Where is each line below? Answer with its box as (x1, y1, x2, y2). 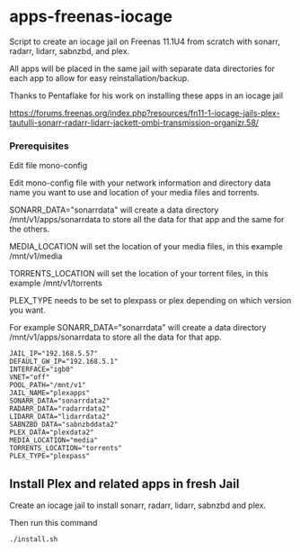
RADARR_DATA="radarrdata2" (9, 404, 110, 413)
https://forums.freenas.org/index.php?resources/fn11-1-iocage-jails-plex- (9, 107, 280, 118)
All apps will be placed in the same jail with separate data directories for (9, 63, 276, 74)
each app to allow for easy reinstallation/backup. (9, 72, 190, 83)
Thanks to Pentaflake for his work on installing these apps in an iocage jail (9, 90, 284, 101)
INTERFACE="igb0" (9, 365, 75, 375)
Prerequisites (9, 140, 69, 152)
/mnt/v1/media (9, 250, 63, 262)
